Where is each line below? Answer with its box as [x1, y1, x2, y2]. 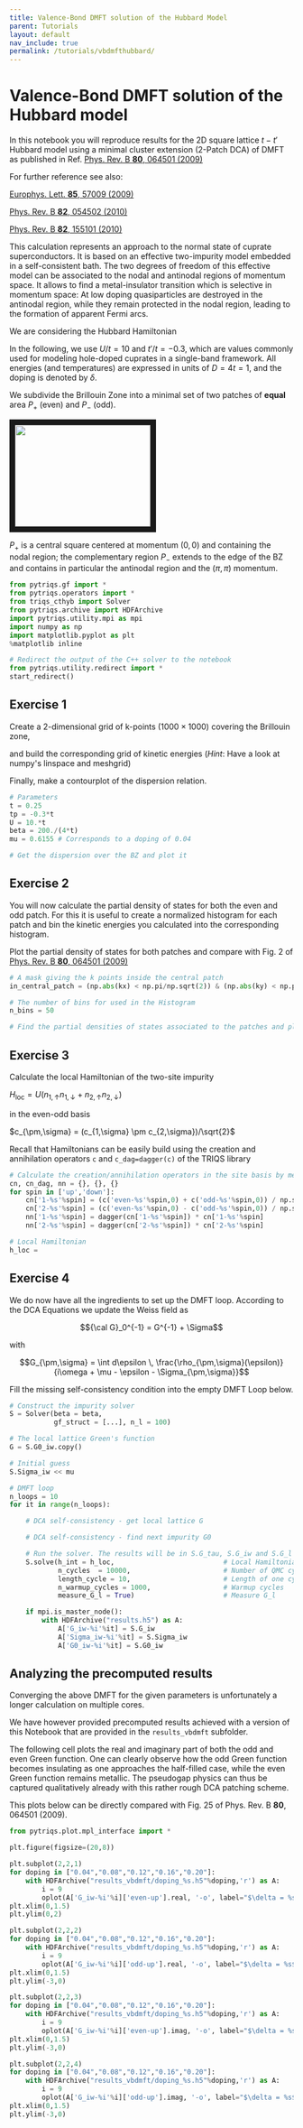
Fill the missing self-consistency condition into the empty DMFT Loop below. [9, 1383, 294, 1394]
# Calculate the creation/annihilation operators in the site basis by [9, 1170, 284, 1180]
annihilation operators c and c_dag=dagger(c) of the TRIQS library [9, 1152, 251, 1164]
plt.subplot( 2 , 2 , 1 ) [9, 1860, 83, 1869]
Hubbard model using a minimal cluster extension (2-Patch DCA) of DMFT [9, 144, 285, 155]
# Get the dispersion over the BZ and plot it [9, 851, 188, 860]
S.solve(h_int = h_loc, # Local [25, 1558, 252, 1567]
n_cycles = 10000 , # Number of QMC [57, 1566, 284, 1575]
